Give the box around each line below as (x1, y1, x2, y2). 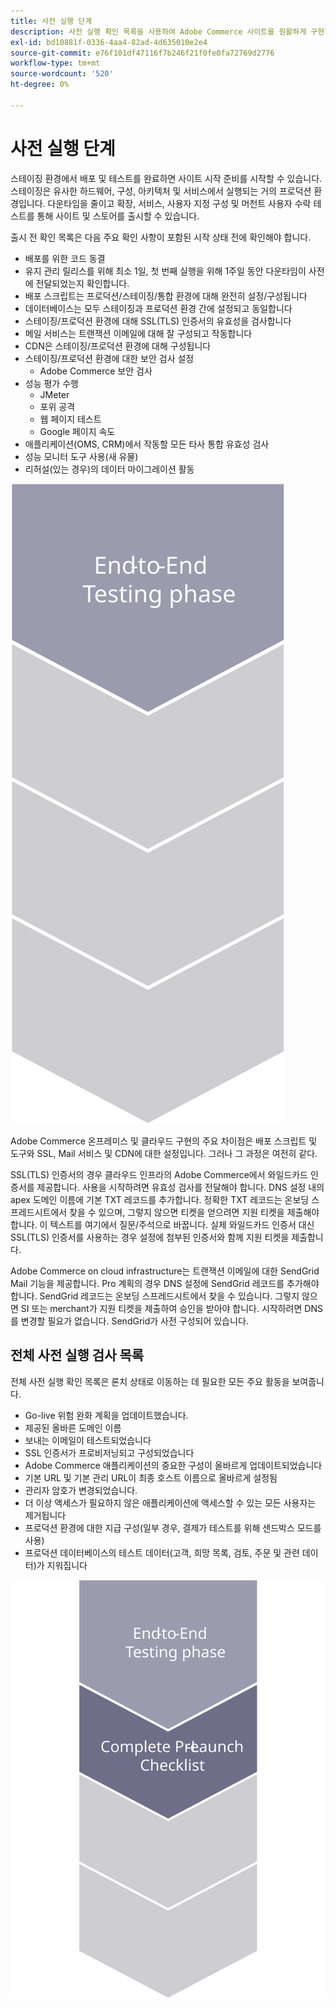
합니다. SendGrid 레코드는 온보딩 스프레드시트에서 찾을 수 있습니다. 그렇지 (10, 1290, 300, 1302)
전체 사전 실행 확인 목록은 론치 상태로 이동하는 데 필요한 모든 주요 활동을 (10, 1375, 290, 1387)
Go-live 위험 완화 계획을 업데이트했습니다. (24, 1409, 189, 1421)
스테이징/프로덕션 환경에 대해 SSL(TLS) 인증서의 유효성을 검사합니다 (24, 315, 292, 327)
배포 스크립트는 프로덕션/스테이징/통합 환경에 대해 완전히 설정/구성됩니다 (24, 290, 308, 302)
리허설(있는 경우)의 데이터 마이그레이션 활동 (24, 463, 195, 475)
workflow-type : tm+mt (10, 58, 101, 69)
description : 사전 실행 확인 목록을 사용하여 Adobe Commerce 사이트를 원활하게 (10, 26, 307, 37)
